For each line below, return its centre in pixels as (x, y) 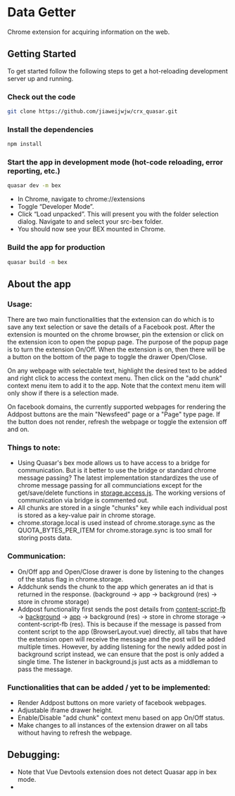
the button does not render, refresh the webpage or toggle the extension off (117, 422)
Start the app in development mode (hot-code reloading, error (115, 162)
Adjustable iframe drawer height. (65, 711)
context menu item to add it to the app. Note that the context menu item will (117, 386)
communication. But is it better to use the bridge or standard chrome (117, 471)
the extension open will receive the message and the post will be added (121, 639)
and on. (18, 429)
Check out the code (42, 97)
